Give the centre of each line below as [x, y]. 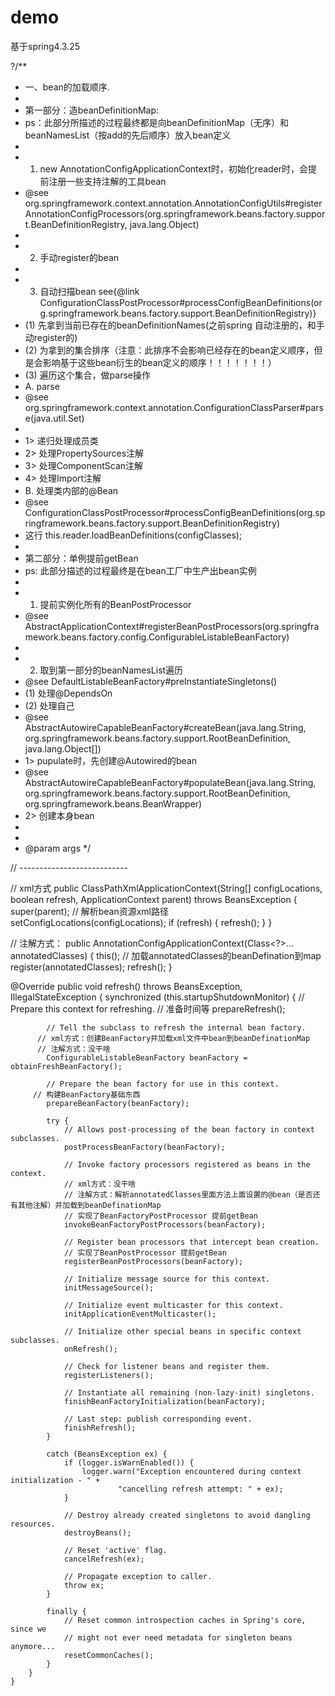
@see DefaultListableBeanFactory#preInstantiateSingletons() [151, 681]
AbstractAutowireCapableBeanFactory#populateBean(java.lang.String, [170, 782]
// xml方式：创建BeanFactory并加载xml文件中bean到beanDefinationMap [173, 1038]
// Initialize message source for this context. [167, 1279]
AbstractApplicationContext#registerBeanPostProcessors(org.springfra [172, 626]
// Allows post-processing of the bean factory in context [189, 1129]
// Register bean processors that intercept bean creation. [191, 1242]
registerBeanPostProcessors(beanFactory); [153, 1261]
